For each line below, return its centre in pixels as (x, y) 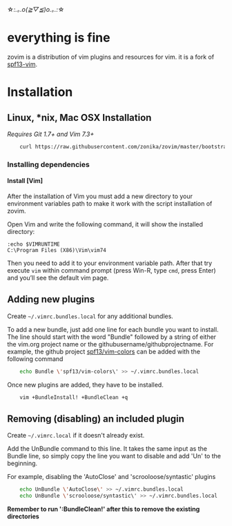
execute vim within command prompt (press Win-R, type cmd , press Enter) (112, 270)
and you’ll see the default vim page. (58, 277)
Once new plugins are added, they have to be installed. (85, 384)
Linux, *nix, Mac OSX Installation (79, 118)
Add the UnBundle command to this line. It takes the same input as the (107, 449)
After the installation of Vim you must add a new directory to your (100, 196)
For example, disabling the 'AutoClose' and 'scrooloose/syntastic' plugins (112, 477)
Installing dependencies (48, 164)
